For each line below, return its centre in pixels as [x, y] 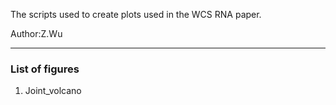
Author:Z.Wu [36, 33]
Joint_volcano [53, 91]
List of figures [45, 69]
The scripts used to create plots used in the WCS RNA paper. [136, 14]
